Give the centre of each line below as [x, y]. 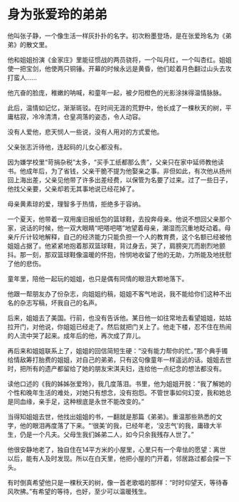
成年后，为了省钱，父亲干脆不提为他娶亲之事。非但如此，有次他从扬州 [129, 171]
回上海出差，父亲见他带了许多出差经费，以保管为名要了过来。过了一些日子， [119, 179]
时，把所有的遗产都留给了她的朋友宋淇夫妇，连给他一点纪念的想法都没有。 [116, 368]
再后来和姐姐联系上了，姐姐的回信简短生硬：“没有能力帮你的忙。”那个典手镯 [118, 350]
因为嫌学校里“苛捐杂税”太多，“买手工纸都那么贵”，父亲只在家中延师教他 [113, 162]
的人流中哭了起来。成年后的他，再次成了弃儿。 [76, 335]
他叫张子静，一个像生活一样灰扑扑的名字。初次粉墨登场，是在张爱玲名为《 [116, 36]
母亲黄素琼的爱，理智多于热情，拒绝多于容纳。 [76, 204]
